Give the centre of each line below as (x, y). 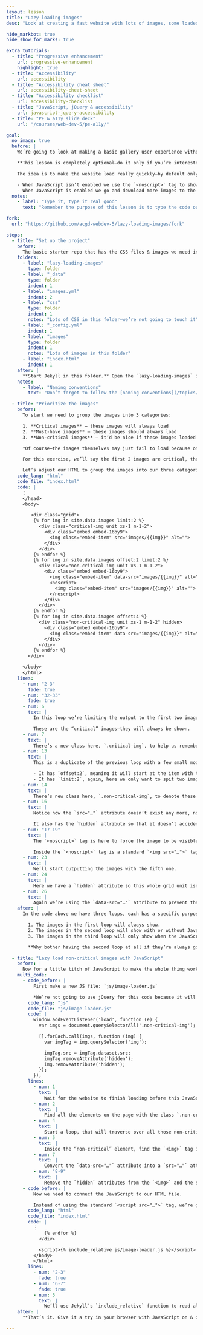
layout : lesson (25, 12)
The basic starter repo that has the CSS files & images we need (106, 252)
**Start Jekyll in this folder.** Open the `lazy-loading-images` (108, 376)
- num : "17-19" (41, 830)
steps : (14, 235)
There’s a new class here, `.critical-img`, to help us (105, 746)
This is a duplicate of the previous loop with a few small (110, 763)
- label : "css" (41, 303)
